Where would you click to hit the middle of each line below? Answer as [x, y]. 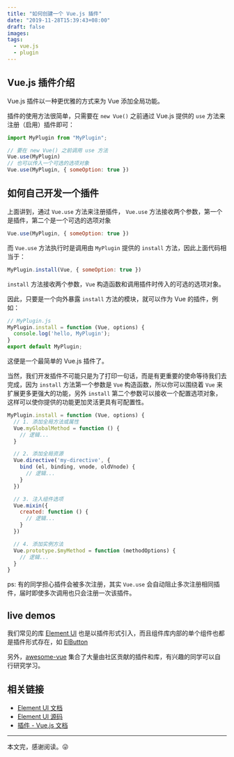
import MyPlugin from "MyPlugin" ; [57, 138]
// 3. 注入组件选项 [39, 499]
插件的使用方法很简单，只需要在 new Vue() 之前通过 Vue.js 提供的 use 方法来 [116, 115]
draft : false [26, 27]
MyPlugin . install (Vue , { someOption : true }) [74, 270]
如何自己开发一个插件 [53, 193]
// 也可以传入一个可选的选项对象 [48, 164]
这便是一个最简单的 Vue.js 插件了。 [57, 361]
